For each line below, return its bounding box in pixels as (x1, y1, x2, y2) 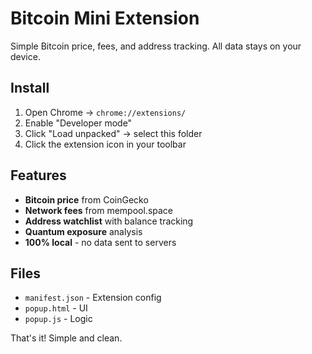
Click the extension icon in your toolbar (24, 138, 187, 150)
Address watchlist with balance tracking (24, 215, 194, 227)
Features (10, 167, 67, 184)
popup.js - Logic (24, 313, 93, 325)
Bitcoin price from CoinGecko (24, 193, 149, 206)
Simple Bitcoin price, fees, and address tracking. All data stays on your (10, 40, 302, 52)
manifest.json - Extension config (24, 292, 162, 304)
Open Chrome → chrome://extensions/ (24, 106, 187, 118)
